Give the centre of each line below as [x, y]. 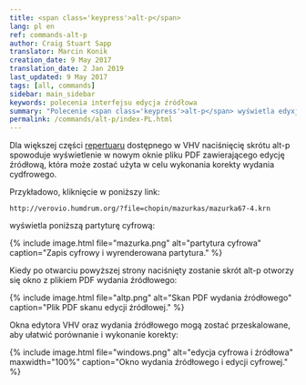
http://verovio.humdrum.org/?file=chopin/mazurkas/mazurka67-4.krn [140, 209]
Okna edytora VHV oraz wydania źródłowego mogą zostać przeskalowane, [150, 325]
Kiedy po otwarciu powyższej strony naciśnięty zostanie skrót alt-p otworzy [152, 270]
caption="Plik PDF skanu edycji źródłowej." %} [97, 308]
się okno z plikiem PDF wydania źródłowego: [93, 280]
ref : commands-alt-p [49, 35]
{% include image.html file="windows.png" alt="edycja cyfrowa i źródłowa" [151, 352]
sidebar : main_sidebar [52, 94]
